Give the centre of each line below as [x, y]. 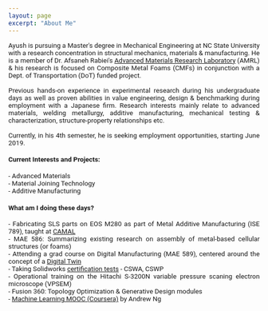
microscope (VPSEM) [40, 284]
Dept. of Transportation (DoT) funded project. [75, 76]
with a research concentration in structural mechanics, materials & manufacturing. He [134, 53]
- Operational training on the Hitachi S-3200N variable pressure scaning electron [134, 277]
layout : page [30, 16]
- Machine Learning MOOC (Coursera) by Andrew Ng [85, 299]
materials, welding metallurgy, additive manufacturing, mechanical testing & [134, 113]
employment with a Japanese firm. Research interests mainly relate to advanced [134, 105]
